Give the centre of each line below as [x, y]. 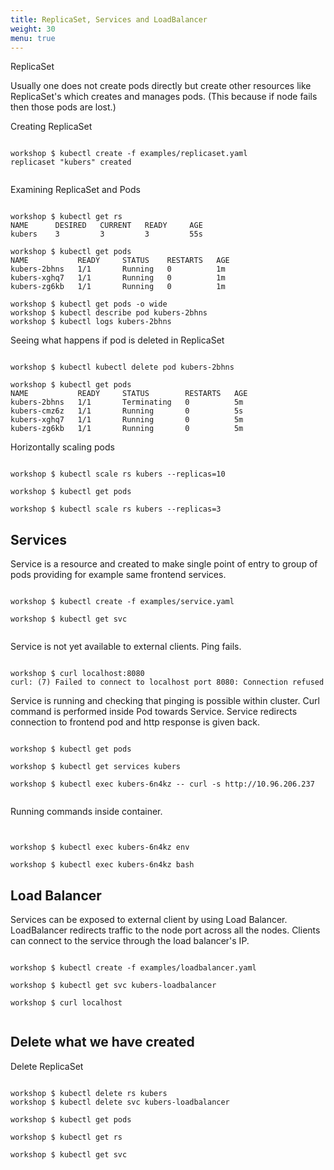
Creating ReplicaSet [51, 127]
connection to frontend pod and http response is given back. [135, 722]
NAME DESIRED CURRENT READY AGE [106, 226]
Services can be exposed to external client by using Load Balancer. [149, 919]
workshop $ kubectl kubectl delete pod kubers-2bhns [122, 367]
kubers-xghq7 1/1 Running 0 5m [127, 420]
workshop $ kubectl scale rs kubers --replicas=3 [116, 509]
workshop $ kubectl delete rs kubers [89, 1093]
